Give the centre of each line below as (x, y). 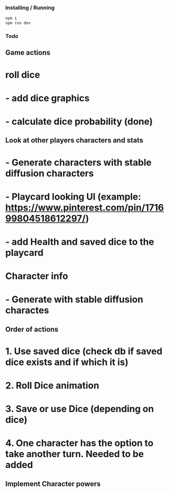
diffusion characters (49, 173)
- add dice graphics (47, 98)
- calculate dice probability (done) (79, 121)
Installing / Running (30, 8)
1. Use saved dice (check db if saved (84, 351)
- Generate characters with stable (79, 162)
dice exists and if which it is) (67, 362)
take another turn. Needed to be (75, 454)
